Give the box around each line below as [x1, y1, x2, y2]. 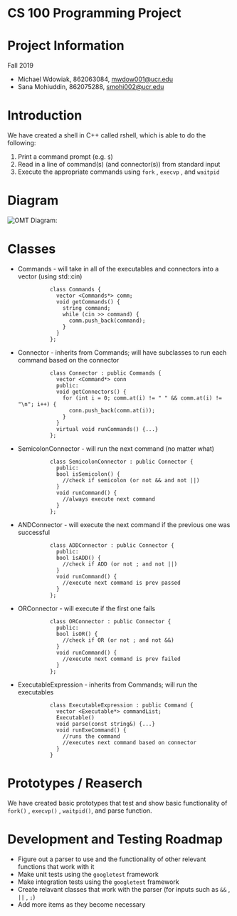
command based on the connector [17, 355, 120, 364]
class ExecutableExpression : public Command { [49, 702, 194, 709]
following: [7, 139, 36, 147]
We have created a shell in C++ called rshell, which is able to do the [7, 131, 206, 140]
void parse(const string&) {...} [56, 720, 155, 727]
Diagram [7, 192, 59, 209]
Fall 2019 [7, 61, 34, 70]
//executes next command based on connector [63, 739, 197, 746]
